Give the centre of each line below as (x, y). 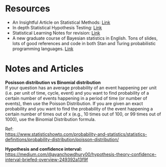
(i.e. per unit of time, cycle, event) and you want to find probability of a (77, 93)
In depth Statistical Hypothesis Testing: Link (57, 27)
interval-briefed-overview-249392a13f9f (47, 160)
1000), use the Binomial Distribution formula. (51, 119)
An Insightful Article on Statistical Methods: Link (61, 22)
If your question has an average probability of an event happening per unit (81, 88)
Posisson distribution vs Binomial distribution (53, 82)
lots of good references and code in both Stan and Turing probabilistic (84, 43)
